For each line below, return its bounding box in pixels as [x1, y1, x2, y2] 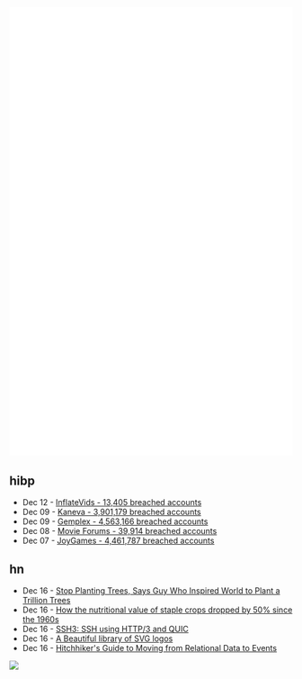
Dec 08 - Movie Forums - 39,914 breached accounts [22, 526, 218, 537]
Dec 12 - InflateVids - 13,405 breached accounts [22, 497, 202, 508]
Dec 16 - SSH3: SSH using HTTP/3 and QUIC [22, 624, 189, 635]
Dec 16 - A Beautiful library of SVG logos [22, 633, 173, 644]
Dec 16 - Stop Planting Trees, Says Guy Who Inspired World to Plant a [22, 585, 280, 596]
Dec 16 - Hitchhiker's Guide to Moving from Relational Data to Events [22, 643, 277, 654]
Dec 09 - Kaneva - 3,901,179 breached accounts [22, 507, 201, 518]
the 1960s [22, 614, 60, 625]
